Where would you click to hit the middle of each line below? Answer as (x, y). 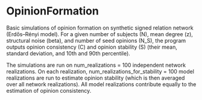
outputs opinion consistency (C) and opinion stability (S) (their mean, (92, 47)
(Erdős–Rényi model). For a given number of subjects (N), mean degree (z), (99, 34)
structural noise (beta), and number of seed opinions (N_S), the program (96, 40)
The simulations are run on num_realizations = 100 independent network (96, 65)
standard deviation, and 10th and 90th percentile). (68, 53)
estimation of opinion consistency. (49, 90)
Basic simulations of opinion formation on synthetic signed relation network (100, 28)
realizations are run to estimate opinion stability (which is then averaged (96, 78)
